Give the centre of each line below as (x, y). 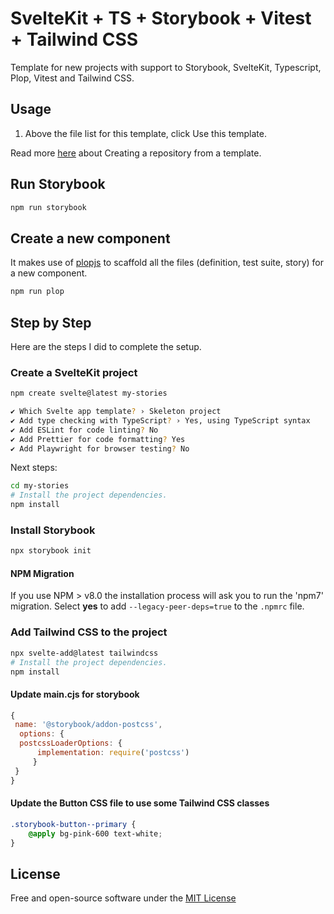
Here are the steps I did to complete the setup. (106, 346)
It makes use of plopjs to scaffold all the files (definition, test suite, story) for (167, 263)
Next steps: (34, 468)
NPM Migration (42, 573)
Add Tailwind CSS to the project (89, 632)
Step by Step (51, 322)
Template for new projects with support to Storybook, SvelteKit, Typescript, (166, 67)
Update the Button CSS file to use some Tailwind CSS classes (140, 803)
